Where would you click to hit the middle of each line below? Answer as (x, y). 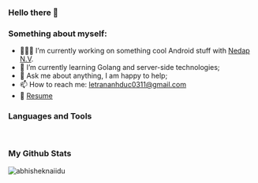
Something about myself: (58, 33)
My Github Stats (40, 154)
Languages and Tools (50, 116)
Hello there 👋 (34, 13)
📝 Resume (36, 96)
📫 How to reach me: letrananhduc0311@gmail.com (103, 85)
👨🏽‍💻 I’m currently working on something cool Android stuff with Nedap (135, 51)
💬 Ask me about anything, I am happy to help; (93, 76)
